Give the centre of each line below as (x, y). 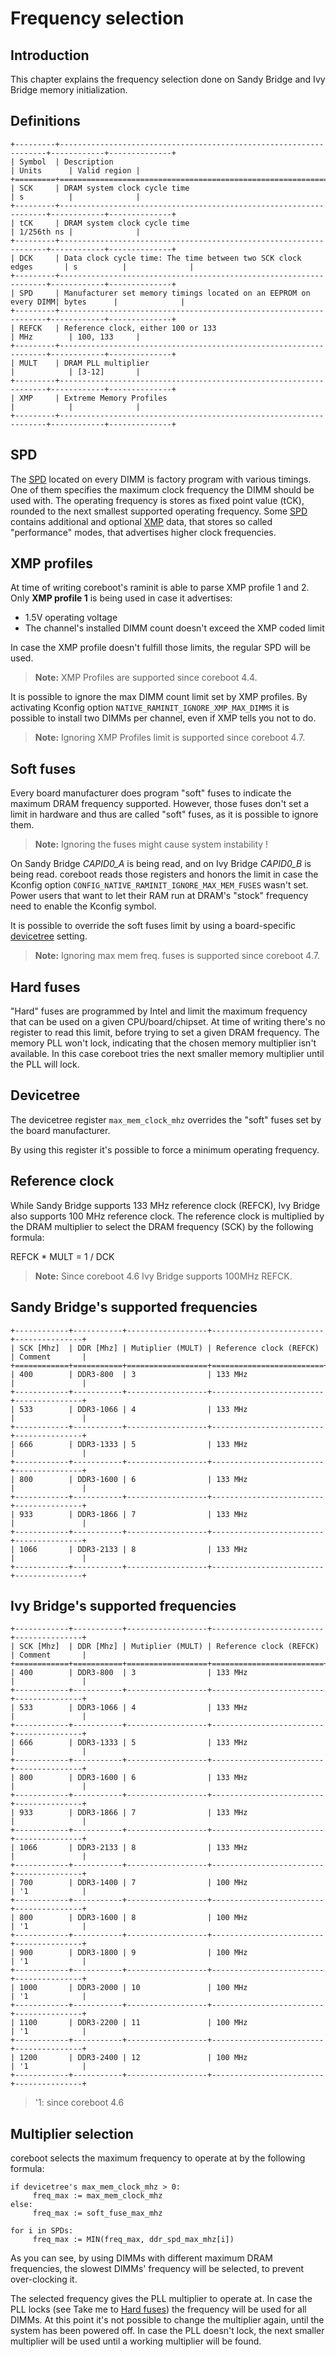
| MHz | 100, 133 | (75, 337)
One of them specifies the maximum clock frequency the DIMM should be (162, 489)
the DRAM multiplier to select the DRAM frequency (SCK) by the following (162, 1226)
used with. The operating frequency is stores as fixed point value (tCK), (157, 500)
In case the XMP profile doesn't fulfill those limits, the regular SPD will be (160, 648)
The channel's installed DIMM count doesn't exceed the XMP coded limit (174, 628)
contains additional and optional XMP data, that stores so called (141, 521)
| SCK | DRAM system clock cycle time (100, 188)
